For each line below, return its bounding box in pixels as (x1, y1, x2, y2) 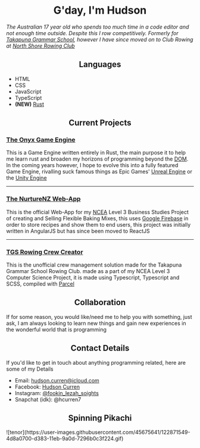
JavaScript (14, 87, 42, 95)
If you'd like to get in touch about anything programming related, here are (6, 359, 186, 366)
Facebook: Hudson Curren (14, 383, 80, 390)
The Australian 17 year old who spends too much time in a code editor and (6, 23, 189, 30)
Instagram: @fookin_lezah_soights (14, 389, 99, 396)
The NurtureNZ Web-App (6, 195, 81, 203)
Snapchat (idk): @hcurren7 (14, 396, 82, 403)
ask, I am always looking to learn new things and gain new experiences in (6, 319, 186, 327)
